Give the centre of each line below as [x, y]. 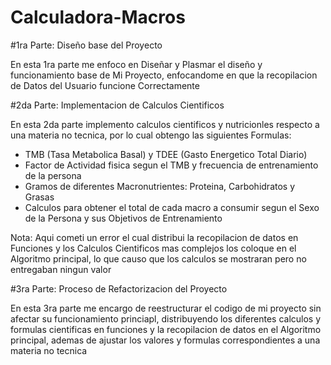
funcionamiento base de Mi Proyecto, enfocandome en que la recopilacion [164, 75]
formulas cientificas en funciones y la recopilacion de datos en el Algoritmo [166, 329]
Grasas [39, 197]
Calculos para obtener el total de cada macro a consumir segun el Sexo [172, 207]
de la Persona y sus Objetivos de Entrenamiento [123, 218]
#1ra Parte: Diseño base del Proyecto [86, 45]
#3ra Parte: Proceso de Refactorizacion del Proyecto [119, 288]
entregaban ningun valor [61, 269]
